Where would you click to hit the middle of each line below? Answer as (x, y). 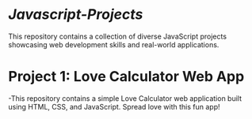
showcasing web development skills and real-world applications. (114, 44)
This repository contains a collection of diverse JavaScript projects (118, 36)
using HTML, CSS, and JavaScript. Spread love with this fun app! (114, 106)
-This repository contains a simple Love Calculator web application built (125, 98)
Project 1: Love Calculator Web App (126, 77)
